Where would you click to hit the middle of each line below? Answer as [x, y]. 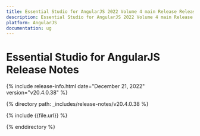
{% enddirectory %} [31, 127]
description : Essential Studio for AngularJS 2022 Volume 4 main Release [100, 17]
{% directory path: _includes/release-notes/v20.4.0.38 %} [77, 104]
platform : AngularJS [32, 22]
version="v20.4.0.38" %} [37, 93]
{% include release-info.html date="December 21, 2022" [76, 86]
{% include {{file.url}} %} [37, 115]
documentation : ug [29, 28]
